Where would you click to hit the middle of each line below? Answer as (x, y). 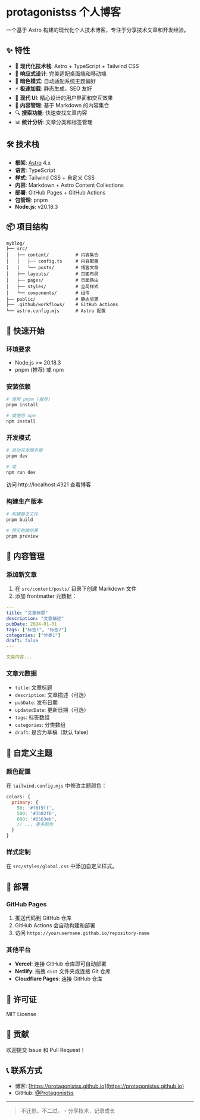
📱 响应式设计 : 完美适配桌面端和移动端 (60, 73)
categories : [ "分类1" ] (33, 635)
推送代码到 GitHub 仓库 (43, 918)
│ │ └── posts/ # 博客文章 (53, 268)
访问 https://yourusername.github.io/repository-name (82, 933)
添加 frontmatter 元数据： (46, 596)
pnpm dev (17, 456)
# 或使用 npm (21, 416)
